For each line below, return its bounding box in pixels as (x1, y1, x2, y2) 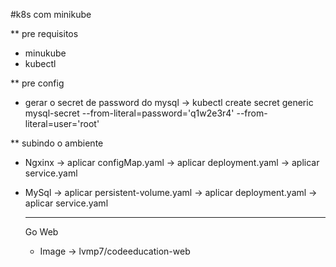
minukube (24, 47, 67, 59)
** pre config (10, 77, 65, 89)
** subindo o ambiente (10, 137, 104, 149)
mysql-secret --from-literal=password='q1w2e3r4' (24, 107, 235, 119)
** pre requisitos (10, 28, 79, 39)
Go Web (24, 226, 59, 238)
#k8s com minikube (10, 9, 92, 20)
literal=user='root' (24, 118, 100, 129)
